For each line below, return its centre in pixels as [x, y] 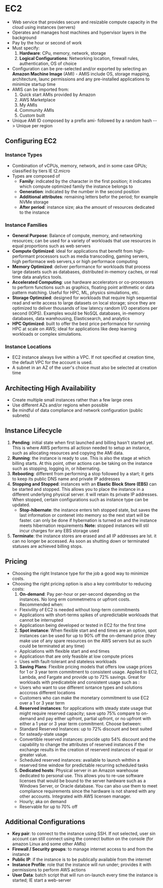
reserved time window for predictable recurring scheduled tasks [84, 765]
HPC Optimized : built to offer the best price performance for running [81, 323]
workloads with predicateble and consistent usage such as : [80, 682]
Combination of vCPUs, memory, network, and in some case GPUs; [80, 165]
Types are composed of [36, 176]
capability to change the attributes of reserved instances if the [82, 744]
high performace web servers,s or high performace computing [75, 261]
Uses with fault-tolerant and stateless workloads [68, 661]
